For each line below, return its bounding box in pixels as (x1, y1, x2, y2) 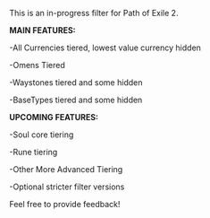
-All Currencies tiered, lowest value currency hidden (9, 42, 201, 53)
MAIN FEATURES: (9, 25, 76, 35)
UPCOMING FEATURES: (9, 112, 98, 122)
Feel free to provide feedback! (9, 199, 121, 209)
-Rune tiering (9, 147, 58, 157)
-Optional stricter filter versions (9, 181, 125, 192)
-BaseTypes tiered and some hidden (9, 94, 143, 105)
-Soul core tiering (9, 129, 74, 140)
